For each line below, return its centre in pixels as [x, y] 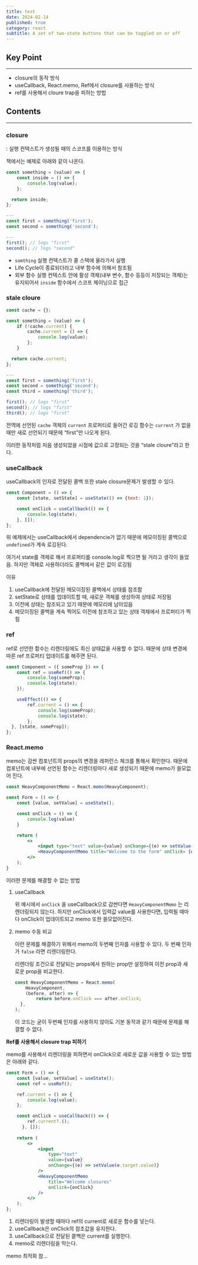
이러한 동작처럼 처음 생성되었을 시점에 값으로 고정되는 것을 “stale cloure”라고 [95, 445]
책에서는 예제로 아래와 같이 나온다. [45, 161]
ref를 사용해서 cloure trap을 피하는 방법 [60, 93]
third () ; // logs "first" [38, 413]
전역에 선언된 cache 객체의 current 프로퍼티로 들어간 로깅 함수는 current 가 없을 [99, 425]
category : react [26, 28]
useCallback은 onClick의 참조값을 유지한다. [65, 1229]
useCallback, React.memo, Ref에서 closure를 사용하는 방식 [84, 85]
